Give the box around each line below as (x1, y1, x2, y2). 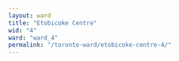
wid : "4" (8, 26, 37, 34)
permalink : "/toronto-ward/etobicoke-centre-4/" (8, 41, 172, 49)
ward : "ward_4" (8, 33, 59, 42)
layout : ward (8, 11, 51, 20)
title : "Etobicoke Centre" (8, 19, 97, 27)
